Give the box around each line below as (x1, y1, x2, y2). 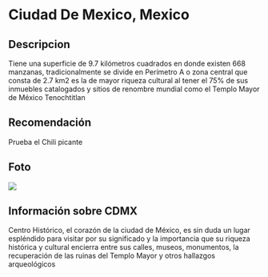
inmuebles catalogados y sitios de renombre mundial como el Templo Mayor (8, 84, 260, 94)
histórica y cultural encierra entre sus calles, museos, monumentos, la (8, 243, 239, 252)
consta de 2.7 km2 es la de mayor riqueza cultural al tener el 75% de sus (8, 76, 249, 85)
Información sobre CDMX (8, 204, 138, 218)
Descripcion (8, 38, 70, 51)
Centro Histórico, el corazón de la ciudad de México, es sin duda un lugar (8, 226, 250, 235)
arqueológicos (8, 259, 56, 269)
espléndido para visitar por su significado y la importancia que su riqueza (8, 234, 250, 243)
